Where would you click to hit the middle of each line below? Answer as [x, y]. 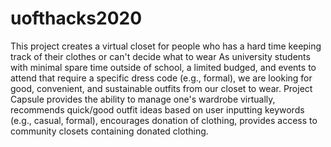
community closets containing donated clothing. [109, 131]
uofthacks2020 [76, 18]
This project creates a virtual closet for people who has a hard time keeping [166, 46]
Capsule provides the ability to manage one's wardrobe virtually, [143, 99]
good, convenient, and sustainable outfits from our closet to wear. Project [161, 88]
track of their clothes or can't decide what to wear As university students [160, 56]
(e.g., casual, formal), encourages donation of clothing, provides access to [164, 120]
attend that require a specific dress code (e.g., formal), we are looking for [161, 78]
